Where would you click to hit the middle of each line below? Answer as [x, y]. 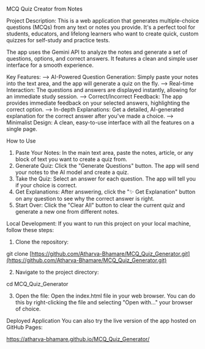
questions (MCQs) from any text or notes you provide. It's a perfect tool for [101, 27]
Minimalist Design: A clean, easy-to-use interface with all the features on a [100, 122]
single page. [22, 129]
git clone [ [19, 254]
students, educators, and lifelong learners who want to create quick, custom [102, 34]
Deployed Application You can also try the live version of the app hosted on [101, 321]
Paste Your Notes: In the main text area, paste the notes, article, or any [104, 153]
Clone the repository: [42, 242]
